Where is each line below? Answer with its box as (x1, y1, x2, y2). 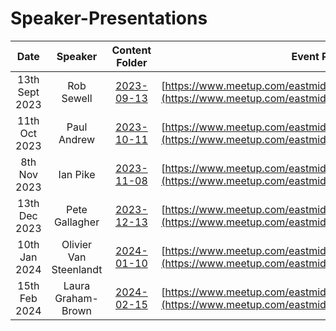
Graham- (54, 291, 99, 305)
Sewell (61, 91, 93, 105)
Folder (116, 55, 148, 69)
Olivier (61, 237, 93, 251)
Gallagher (53, 215, 100, 229)
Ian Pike (58, 167, 96, 181)
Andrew (58, 132, 96, 146)
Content (111, 43, 152, 57)
